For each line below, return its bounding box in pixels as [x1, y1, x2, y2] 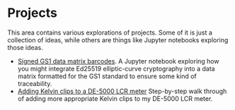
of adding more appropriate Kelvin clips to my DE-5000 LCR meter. [17, 94, 213, 103]
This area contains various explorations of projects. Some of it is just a [7, 28, 212, 37]
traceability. [17, 79, 52, 87]
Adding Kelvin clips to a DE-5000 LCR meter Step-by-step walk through [17, 87, 227, 95]
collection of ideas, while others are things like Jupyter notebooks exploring [7, 35, 229, 44]
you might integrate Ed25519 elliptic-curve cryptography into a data [17, 64, 215, 73]
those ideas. [7, 43, 44, 51]
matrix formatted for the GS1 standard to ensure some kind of [17, 72, 197, 80]
